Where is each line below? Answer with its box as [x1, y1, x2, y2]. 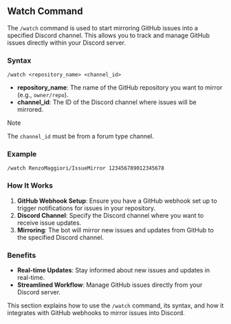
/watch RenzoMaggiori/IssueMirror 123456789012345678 [7, 165, 165, 172]
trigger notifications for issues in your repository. [16, 203, 156, 212]
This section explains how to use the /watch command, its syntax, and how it [7, 301, 224, 310]
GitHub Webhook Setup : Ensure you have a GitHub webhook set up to [16, 196, 218, 205]
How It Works [7, 181, 54, 190]
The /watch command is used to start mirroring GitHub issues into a [7, 23, 198, 32]
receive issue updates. [16, 219, 82, 227]
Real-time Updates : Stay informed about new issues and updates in [16, 266, 210, 274]
